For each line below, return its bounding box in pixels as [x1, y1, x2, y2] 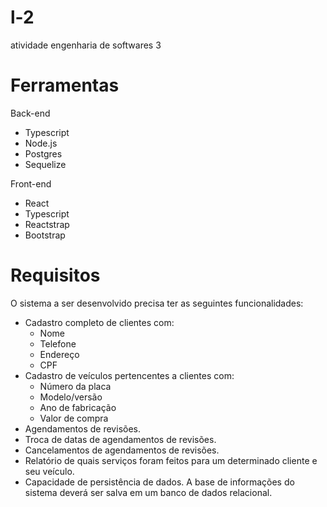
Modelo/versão [39, 391, 103, 403]
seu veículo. [24, 465, 75, 477]
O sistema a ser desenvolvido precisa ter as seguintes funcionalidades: [10, 297, 304, 309]
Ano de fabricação [39, 401, 117, 413]
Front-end [10, 177, 52, 190]
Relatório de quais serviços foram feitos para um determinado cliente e [24, 454, 318, 466]
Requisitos [10, 264, 101, 287]
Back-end [10, 107, 51, 119]
